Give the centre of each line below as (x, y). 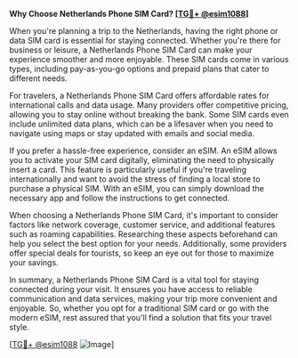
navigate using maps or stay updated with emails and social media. (132, 133)
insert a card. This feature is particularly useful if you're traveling (128, 170)
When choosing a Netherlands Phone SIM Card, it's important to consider (144, 215)
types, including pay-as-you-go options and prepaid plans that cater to (139, 69)
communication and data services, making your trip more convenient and (143, 299)
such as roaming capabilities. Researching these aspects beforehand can (144, 234)
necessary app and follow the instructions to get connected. (120, 198)
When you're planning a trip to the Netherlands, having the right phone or (144, 31)
